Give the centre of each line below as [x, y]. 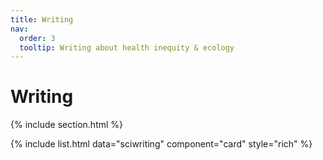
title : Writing [42, 19]
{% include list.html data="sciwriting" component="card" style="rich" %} [161, 144]
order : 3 [37, 38]
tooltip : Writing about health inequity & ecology [127, 47]
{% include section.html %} [67, 125]
